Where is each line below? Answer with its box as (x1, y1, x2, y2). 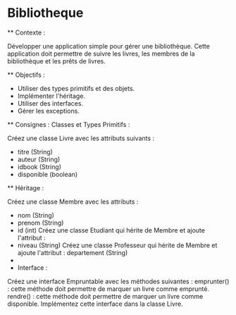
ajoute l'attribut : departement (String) (17, 248, 128, 257)
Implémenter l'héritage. (17, 92, 86, 100)
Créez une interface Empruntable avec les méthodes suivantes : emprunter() (7, 277, 230, 285)
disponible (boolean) (17, 170, 78, 178)
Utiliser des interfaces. (17, 99, 83, 107)
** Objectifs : (7, 70, 45, 79)
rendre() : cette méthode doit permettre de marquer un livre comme (7, 292, 204, 300)
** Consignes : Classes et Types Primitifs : (7, 120, 130, 128)
